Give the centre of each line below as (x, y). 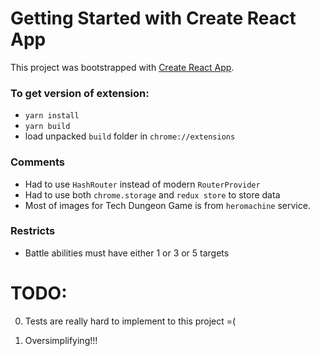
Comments (37, 162)
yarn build (47, 127)
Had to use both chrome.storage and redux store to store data (152, 194)
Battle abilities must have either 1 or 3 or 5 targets (127, 253)
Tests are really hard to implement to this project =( (130, 321)
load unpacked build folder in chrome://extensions (130, 136)
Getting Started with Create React (153, 18)
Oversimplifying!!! (61, 340)
